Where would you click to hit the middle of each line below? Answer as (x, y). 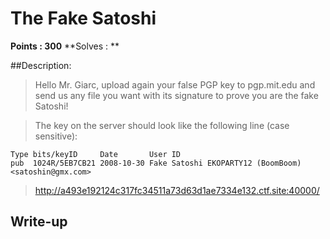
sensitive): (56, 136)
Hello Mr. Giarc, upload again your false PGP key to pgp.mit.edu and (175, 84)
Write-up (39, 222)
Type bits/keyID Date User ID (96, 154)
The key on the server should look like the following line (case (162, 125)
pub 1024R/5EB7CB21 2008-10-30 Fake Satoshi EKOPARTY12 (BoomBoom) (156, 163)
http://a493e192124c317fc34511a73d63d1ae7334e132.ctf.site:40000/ (177, 190)
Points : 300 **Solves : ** (65, 46)
